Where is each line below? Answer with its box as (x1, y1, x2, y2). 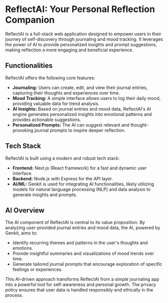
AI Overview (5, 206, 45, 215)
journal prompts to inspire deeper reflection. (34, 127, 126, 133)
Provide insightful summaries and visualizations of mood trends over (12, 250, 154, 257)
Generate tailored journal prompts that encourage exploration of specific (12, 261, 162, 267)
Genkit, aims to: (5, 230, 38, 236)
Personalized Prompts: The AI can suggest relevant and (12, 122, 129, 128)
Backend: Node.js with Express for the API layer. (12, 175, 113, 181)
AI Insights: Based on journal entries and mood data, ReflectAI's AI (12, 106, 151, 112)
